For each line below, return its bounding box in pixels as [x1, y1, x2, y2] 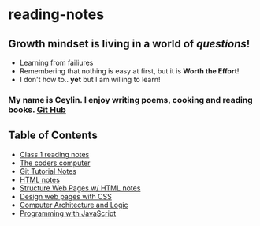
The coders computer [19, 158, 91, 168]
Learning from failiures [19, 58, 94, 67]
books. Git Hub [8, 104, 67, 115]
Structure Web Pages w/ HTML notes [19, 183, 141, 193]
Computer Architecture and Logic [19, 200, 128, 209]
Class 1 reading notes [19, 149, 90, 159]
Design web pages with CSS [19, 191, 112, 201]
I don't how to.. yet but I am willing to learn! [19, 75, 161, 84]
